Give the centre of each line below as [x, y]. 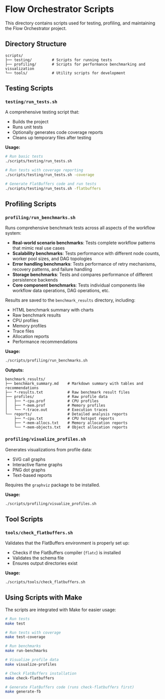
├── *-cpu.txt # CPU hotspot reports [64, 419]
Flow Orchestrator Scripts [60, 9]
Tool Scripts [24, 519]
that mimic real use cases [39, 248]
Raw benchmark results [37, 315]
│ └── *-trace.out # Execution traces [56, 410]
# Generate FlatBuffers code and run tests [51, 184]
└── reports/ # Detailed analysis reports [66, 414]
